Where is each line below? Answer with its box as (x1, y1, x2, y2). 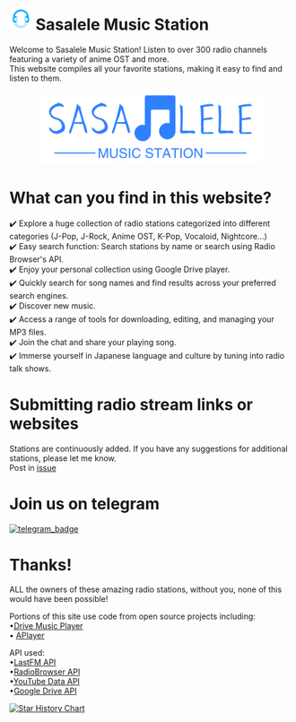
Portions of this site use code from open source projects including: (9, 611, 256, 622)
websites (9, 413, 79, 433)
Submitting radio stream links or (9, 394, 254, 414)
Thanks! (9, 554, 73, 575)
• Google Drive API (9, 685, 78, 697)
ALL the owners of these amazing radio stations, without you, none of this (9, 584, 283, 595)
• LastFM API (9, 657, 57, 668)
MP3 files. (9, 326, 47, 337)
